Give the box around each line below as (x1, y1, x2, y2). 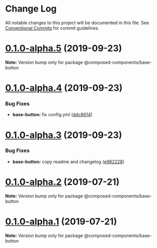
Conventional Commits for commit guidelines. (5, 25, 99, 31)
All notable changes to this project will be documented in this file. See (5, 20, 149, 26)
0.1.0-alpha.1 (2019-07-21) (5, 216, 117, 227)
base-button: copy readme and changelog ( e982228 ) (12, 158, 124, 164)
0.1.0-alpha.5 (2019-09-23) (5, 43, 122, 54)
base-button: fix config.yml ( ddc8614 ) (12, 112, 93, 118)
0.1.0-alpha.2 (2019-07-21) (5, 177, 120, 188)
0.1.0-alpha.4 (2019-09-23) (5, 82, 123, 94)
